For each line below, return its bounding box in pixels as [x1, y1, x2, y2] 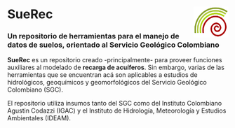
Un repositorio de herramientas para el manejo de [7, 31, 180, 41]
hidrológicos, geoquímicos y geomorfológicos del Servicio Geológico [7, 78, 207, 87]
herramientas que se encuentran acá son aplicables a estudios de [7, 71, 198, 79]
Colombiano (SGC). [7, 85, 63, 94]
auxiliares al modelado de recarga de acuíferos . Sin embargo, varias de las [7, 63, 224, 72]
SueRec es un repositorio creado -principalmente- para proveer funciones [7, 56, 222, 64]
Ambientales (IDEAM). [7, 114, 72, 122]
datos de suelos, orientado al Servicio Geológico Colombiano [7, 40, 220, 50]
